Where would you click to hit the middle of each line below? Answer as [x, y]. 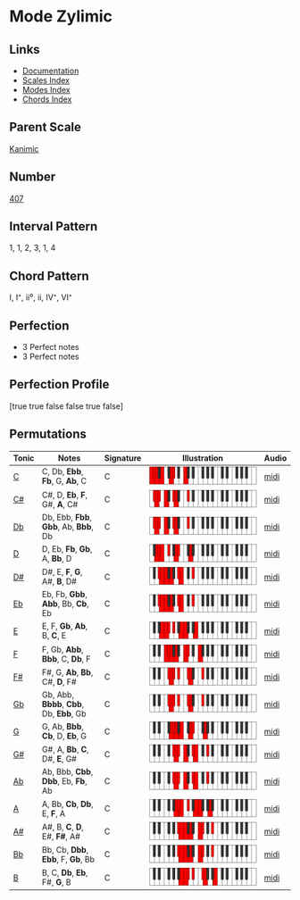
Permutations [48, 434]
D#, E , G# [59, 759]
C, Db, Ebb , [62, 471]
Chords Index [47, 99]
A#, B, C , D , [63, 827]
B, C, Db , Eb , [65, 873]
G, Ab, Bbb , [62, 727]
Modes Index [46, 90]
